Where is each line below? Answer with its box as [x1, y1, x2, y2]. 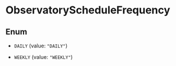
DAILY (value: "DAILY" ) [14, 42, 68, 49]
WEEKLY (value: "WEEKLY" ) [14, 54, 73, 60]
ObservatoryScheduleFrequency [5, 4, 171, 17]
